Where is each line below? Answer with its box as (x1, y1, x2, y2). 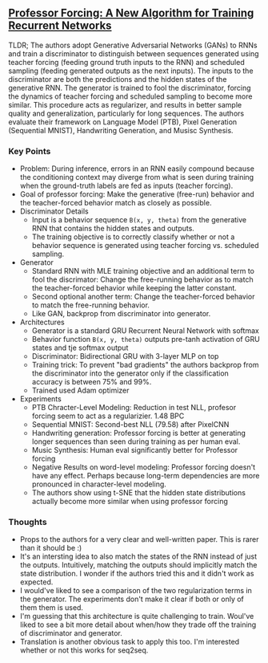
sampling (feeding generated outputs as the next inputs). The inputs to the (8, 66, 254, 75)
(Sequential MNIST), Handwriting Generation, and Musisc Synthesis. (8, 125, 234, 135)
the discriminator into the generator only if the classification (31, 368, 230, 378)
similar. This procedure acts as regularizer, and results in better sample (8, 100, 242, 109)
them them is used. (19, 603, 84, 612)
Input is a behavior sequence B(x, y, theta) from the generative (31, 215, 246, 225)
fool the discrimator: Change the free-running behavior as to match (31, 275, 254, 284)
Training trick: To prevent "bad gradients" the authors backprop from (31, 360, 259, 370)
